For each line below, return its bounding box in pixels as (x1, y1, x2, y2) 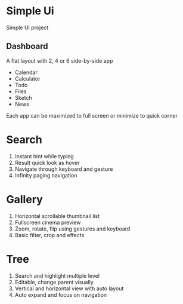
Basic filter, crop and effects (14, 231, 85, 238)
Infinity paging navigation (14, 171, 77, 179)
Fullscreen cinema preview (14, 219, 81, 226)
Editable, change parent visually (14, 278, 94, 285)
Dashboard (6, 41, 48, 51)
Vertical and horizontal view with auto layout (14, 285, 124, 292)
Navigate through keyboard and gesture (14, 165, 113, 173)
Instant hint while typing (14, 152, 75, 159)
